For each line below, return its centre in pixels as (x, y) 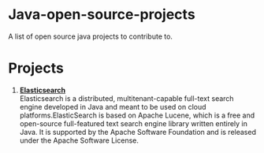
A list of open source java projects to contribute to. (91, 36)
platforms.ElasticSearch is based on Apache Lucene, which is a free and (137, 115)
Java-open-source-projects (102, 15)
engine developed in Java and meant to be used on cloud (113, 106)
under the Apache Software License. (79, 140)
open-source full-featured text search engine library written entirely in (134, 123)
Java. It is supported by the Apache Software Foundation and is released (138, 132)
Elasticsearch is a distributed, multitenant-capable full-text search (126, 98)
